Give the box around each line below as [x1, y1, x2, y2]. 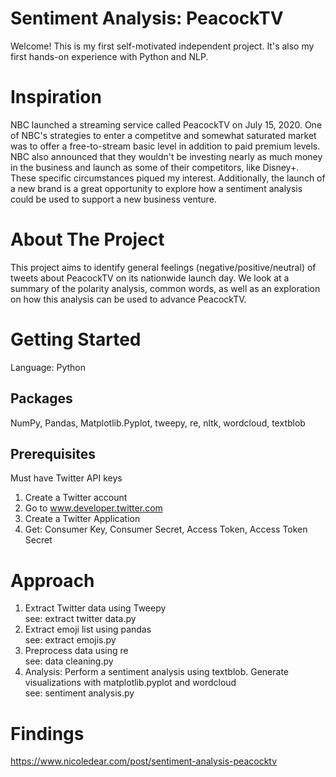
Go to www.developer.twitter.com [24, 502, 163, 514]
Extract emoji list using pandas [24, 623, 152, 636]
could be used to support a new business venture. [10, 193, 217, 205]
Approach [10, 569, 95, 592]
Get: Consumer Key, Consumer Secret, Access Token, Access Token [24, 523, 308, 536]
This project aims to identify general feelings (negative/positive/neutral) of [10, 261, 317, 273]
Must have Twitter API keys [10, 472, 123, 484]
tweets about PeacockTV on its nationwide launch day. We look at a [10, 272, 290, 284]
